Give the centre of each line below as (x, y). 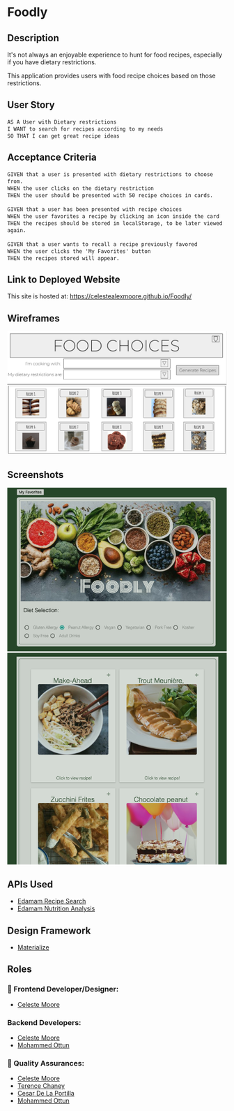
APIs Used (30, 884)
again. (17, 230)
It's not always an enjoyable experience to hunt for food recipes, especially (115, 55)
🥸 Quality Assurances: (46, 1063)
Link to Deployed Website (64, 280)
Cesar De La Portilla (46, 1094)
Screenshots (36, 475)
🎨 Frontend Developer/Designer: (63, 989)
